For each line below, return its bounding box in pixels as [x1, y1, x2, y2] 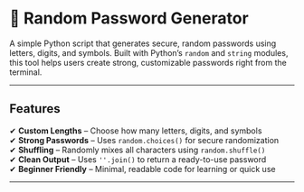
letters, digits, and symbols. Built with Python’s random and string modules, [9, 47, 289, 58]
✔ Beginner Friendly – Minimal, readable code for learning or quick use [9, 163, 276, 174]
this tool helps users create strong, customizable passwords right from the [9, 57, 287, 68]
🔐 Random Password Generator [9, 8, 249, 29]
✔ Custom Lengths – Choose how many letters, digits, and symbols [9, 125, 262, 136]
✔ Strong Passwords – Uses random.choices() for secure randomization [9, 134, 280, 145]
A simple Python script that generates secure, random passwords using [9, 38, 277, 49]
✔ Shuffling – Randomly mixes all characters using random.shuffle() [9, 144, 266, 155]
